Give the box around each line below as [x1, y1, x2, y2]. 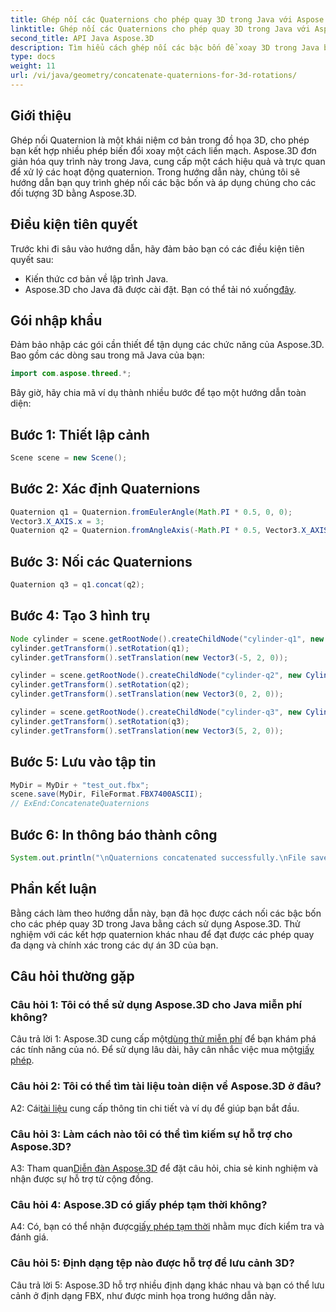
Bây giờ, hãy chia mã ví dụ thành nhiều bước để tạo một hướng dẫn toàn [10, 387, 307, 399]
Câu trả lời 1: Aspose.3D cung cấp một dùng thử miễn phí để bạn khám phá [10, 1033, 317, 1045]
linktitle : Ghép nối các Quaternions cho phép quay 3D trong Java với [10, 24, 311, 34]
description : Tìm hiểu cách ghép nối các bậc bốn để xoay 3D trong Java [10, 42, 320, 53]
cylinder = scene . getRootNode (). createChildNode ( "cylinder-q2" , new [10, 671, 302, 681]
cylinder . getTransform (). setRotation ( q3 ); [10, 716, 190, 726]
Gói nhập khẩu [10, 312, 103, 329]
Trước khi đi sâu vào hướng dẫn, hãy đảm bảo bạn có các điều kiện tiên [10, 242, 305, 255]
